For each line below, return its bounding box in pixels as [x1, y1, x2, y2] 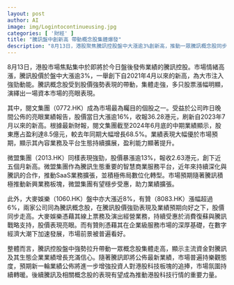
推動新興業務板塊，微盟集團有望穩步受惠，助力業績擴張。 [13, 180, 178, 188]
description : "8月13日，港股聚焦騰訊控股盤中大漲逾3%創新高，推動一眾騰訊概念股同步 [7, 43, 228, 50]
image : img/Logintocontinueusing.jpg [7, 23, 117, 30]
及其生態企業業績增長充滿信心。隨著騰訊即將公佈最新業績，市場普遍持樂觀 [7, 253, 221, 261]
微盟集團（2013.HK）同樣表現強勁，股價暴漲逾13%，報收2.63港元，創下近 [7, 154, 221, 161]
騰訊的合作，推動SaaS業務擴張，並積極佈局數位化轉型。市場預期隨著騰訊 [7, 171, 217, 179]
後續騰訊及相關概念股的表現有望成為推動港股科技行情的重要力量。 [31, 270, 221, 279]
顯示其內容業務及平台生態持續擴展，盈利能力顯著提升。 [19, 139, 178, 147]
